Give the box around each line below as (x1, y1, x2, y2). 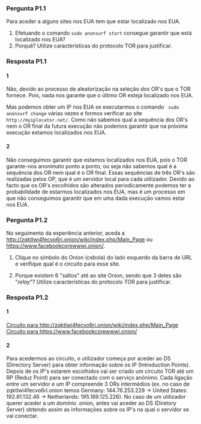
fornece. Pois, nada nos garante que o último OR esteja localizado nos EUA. (6, 92, 194, 99)
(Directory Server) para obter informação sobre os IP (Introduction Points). (6, 362, 191, 369)
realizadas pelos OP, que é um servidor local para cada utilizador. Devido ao (6, 175, 195, 183)
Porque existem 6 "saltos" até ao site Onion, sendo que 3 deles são (14, 271, 182, 279)
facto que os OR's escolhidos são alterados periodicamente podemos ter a (6, 181, 191, 189)
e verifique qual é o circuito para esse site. (14, 260, 121, 267)
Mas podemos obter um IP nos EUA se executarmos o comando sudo (6, 103, 179, 111)
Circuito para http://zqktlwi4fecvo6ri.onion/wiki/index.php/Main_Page (6, 321, 179, 329)
